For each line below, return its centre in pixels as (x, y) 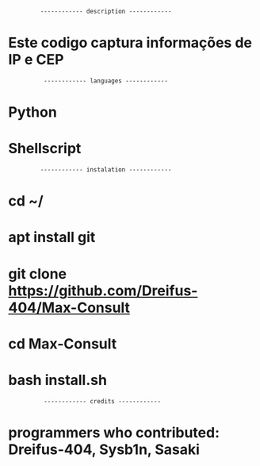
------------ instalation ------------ (106, 170)
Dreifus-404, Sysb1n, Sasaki (104, 449)
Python (32, 112)
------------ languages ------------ (106, 81)
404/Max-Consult (69, 308)
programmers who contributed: (114, 432)
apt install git (52, 237)
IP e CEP (36, 60)
